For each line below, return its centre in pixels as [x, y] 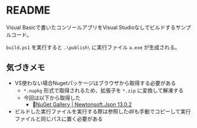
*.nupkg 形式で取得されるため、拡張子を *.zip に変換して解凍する [104, 90]
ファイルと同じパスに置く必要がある [59, 119]
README [28, 10]
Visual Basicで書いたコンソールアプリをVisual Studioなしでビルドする [91, 27]
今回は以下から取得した [52, 97]
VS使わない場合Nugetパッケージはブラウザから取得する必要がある [95, 83]
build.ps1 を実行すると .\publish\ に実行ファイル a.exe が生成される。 [93, 47]
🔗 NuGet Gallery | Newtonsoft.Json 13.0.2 [82, 104]
